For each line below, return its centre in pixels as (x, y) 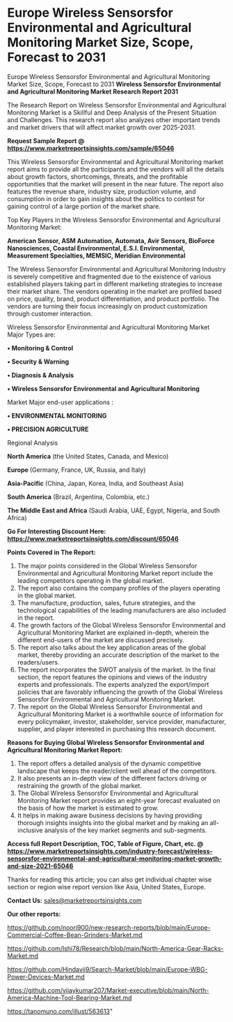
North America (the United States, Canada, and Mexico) (88, 456)
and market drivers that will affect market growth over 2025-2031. (102, 127)
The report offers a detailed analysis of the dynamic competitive (109, 763)
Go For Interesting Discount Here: (57, 531)
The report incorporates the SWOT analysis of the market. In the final (116, 669)
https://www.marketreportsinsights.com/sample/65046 (91, 148)
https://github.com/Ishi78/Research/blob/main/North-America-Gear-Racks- (115, 948)
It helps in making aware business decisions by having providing (110, 815)
